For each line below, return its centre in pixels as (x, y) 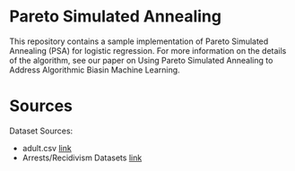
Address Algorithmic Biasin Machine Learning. (95, 70)
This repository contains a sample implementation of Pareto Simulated (139, 41)
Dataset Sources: (41, 131)
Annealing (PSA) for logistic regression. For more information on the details (148, 50)
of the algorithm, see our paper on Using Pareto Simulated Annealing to (141, 60)
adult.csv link (47, 148)
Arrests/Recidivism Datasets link (82, 158)
